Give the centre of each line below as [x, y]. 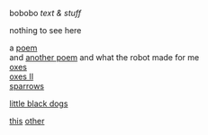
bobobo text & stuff [45, 13]
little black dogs [39, 103]
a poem [23, 48]
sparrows [27, 86]
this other [27, 121]
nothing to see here [45, 30]
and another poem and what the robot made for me [104, 57]
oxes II [22, 76]
